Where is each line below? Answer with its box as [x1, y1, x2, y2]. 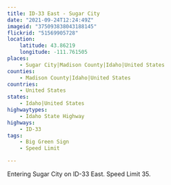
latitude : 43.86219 [19, 42, 76, 49]
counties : [7, 68, 36, 75]
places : [7, 55, 30, 62]
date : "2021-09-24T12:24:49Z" [7, 17, 94, 23]
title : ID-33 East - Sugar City [7, 10, 100, 17]
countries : [7, 81, 39, 88]
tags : [7, 132, 23, 139]
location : [7, 36, 36, 43]
